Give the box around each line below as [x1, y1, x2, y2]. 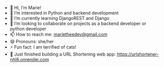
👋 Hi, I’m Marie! [9, 5, 41, 10]
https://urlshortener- [117, 51, 159, 57]
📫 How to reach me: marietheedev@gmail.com [9, 31, 108, 37]
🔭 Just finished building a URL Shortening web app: [9, 51, 116, 57]
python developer [9, 26, 46, 32]
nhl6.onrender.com [9, 57, 49, 62]
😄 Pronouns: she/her [9, 39, 54, 44]
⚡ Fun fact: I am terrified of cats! [9, 44, 76, 50]
